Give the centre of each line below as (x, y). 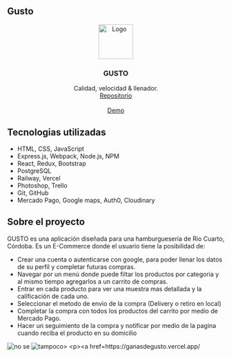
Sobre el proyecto (46, 222)
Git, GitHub (33, 192)
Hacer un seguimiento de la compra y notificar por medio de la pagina (117, 325)
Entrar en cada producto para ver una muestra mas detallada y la (109, 289)
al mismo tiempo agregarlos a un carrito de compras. (92, 281)
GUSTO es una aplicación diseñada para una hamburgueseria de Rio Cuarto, (116, 239)
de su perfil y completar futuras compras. (76, 266)
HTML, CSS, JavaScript (51, 149)
